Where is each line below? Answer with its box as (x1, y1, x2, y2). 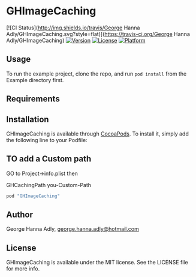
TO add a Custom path (6, 154, 92, 164)
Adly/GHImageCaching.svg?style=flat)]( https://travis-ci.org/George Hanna (6, 30, 191, 37)
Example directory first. (6, 76, 64, 83)
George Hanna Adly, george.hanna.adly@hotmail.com (6, 225, 139, 233)
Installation (6, 114, 49, 124)
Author (6, 210, 33, 220)
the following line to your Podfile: (6, 136, 88, 143)
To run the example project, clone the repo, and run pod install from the (6, 70, 187, 77)
